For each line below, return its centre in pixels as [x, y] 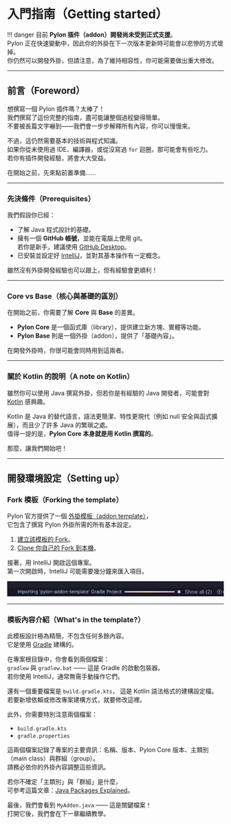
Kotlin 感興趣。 [28, 402]
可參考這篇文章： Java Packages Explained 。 [70, 790]
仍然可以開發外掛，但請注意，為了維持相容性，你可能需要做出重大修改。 [115, 60]
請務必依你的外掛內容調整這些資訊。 [58, 767]
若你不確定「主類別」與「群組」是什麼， [64, 782]
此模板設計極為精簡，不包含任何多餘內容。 [67, 636]
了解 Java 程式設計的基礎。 [56, 230]
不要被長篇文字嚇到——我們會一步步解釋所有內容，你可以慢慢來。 [100, 126]
